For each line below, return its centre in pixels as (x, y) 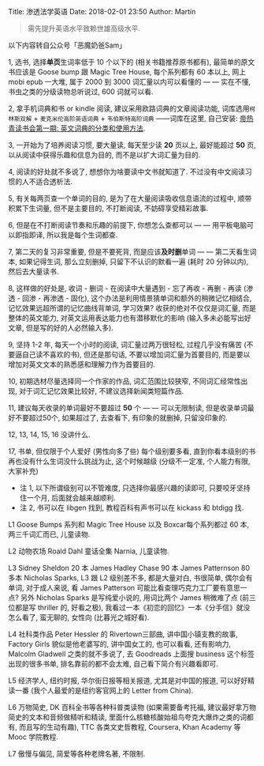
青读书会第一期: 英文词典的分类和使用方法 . (77, 128)
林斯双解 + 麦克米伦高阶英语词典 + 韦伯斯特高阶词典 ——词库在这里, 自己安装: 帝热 (131, 118)
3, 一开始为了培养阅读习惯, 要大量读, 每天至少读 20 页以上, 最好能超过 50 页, (132, 145)
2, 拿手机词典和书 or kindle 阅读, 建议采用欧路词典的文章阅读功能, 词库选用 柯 (132, 108)
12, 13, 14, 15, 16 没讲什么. (49, 434)
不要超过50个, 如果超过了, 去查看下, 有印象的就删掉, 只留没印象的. (121, 418)
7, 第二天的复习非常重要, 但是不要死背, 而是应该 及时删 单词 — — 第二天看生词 (132, 252)
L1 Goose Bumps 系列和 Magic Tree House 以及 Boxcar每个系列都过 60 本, (129, 525)
